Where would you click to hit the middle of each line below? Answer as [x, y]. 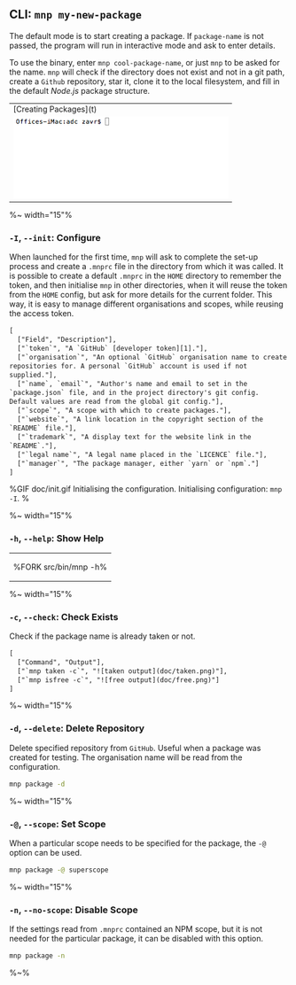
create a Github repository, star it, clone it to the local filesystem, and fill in [145, 81]
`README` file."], [43, 429]
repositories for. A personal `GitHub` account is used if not [129, 367]
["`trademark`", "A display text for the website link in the [134, 438]
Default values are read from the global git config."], [117, 402]
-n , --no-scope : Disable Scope [74, 910]
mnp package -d [37, 784]
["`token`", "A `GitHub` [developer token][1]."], [113, 349]
